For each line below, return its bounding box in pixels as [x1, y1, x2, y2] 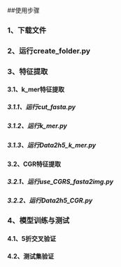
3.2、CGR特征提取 [7, 160, 62, 169]
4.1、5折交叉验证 [7, 235, 57, 243]
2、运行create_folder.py [7, 46, 91, 56]
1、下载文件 [7, 25, 47, 35]
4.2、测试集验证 [7, 252, 55, 260]
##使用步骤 [7, 6, 40, 14]
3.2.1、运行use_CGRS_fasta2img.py [7, 177, 114, 185]
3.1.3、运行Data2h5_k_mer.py [7, 141, 97, 149]
